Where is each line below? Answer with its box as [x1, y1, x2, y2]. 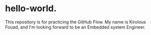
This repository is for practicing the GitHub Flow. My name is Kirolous [5, 19, 147, 25]
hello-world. [5, 3, 57, 14]
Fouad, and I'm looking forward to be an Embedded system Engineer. [5, 24, 146, 30]
